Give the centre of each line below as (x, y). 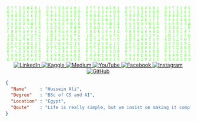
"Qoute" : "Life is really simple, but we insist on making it (94, 108)
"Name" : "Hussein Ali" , (46, 89)
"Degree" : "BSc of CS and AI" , (53, 95)
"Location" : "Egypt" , (39, 101)
